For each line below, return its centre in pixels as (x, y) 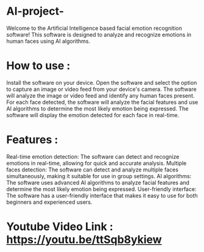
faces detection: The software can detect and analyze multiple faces (92, 170)
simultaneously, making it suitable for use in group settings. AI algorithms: (99, 176)
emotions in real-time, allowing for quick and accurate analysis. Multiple (97, 163)
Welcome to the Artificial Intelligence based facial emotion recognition (94, 28)
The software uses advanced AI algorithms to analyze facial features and (98, 182)
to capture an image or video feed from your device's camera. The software (101, 89)
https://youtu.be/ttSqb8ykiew (84, 240)
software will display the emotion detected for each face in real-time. (93, 115)
